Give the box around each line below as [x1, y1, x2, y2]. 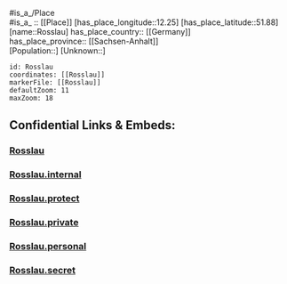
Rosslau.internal [9, 168, 82, 181]
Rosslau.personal [9, 240, 87, 252]
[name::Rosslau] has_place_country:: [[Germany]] [9, 27, 191, 37]
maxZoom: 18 [9, 93, 53, 102]
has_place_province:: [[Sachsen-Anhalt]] [9, 36, 159, 46]
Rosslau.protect [9, 192, 80, 205]
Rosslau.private [9, 216, 79, 229]
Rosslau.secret [9, 264, 76, 276]
